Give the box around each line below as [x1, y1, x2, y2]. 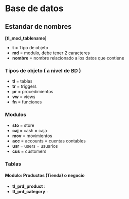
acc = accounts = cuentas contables [12, 138, 86, 144]
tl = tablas [12, 79, 33, 84]
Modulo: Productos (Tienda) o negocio [5, 173, 85, 179]
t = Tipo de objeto [12, 45, 49, 50]
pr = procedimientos [12, 89, 54, 95]
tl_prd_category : [12, 188, 48, 194]
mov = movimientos [12, 133, 53, 139]
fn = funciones [12, 99, 42, 105]
